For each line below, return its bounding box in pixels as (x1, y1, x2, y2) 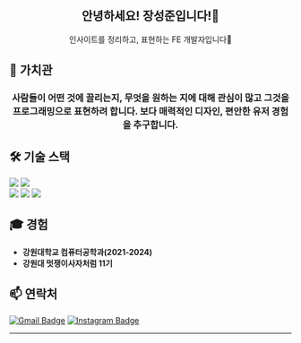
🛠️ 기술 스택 (9, 149, 70, 164)
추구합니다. (133, 119, 179, 132)
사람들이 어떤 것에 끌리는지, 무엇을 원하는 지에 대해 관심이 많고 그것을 (12, 92, 289, 105)
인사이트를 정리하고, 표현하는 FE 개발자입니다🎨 (68, 34, 233, 45)
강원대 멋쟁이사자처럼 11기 (21, 258, 114, 269)
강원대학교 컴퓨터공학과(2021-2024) (21, 246, 153, 257)
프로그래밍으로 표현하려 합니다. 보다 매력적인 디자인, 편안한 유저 (12, 106, 271, 118)
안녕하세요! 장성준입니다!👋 (82, 8, 219, 24)
